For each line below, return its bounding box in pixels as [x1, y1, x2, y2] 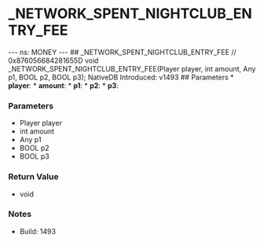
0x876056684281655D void [8, 56, 99, 65]
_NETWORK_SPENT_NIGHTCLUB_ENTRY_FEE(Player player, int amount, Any [8, 64, 256, 73]
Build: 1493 [19, 226, 57, 236]
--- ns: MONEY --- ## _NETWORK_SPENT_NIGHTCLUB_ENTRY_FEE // [8, 47, 237, 57]
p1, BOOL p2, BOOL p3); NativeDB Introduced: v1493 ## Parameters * [8, 72, 234, 82]
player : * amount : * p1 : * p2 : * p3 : [8, 80, 119, 90]
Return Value [8, 171, 59, 182]
